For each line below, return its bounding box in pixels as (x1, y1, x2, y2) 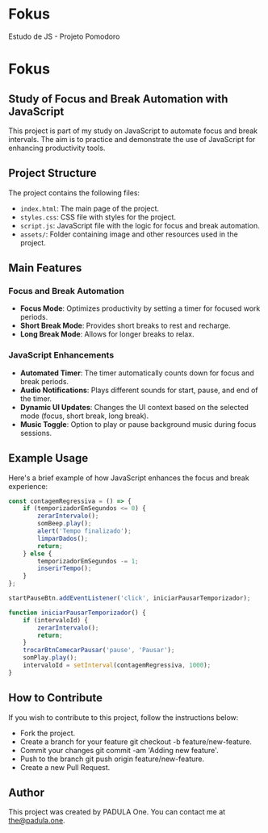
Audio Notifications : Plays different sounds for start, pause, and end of (19, 385, 258, 395)
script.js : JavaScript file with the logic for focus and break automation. (19, 220, 260, 230)
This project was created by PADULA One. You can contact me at (8, 807, 226, 817)
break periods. (19, 376, 69, 386)
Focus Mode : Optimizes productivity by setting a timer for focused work (19, 303, 261, 313)
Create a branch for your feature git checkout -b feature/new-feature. (19, 736, 253, 747)
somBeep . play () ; (37, 520, 92, 528)
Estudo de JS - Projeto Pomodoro (8, 31, 120, 41)
